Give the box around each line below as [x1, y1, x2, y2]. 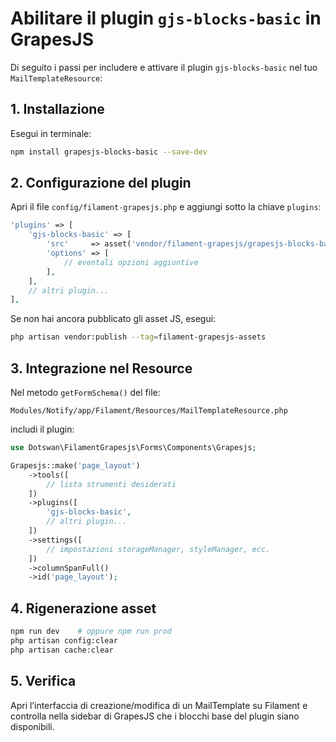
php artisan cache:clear [10, 645, 114, 655]
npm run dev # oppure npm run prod [10, 627, 172, 637]
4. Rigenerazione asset [10, 600, 157, 617]
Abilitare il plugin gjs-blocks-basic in [10, 7, 322, 30]
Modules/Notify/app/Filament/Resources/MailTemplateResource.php [10, 406, 288, 416]
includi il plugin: [10, 423, 75, 435]
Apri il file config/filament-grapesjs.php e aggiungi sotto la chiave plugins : [10, 201, 322, 213]
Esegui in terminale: [10, 127, 92, 139]
